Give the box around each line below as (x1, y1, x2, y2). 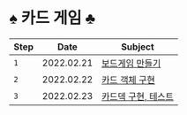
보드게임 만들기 (101, 57, 161, 69)
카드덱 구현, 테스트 (101, 90, 175, 103)
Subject (120, 41, 154, 53)
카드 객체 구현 (101, 73, 156, 86)
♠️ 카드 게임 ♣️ (9, 8, 96, 28)
